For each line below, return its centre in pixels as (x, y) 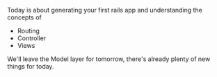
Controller (32, 38)
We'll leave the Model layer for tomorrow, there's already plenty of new (109, 59)
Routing (29, 31)
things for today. (31, 66)
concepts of (24, 17)
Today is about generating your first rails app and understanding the (105, 10)
